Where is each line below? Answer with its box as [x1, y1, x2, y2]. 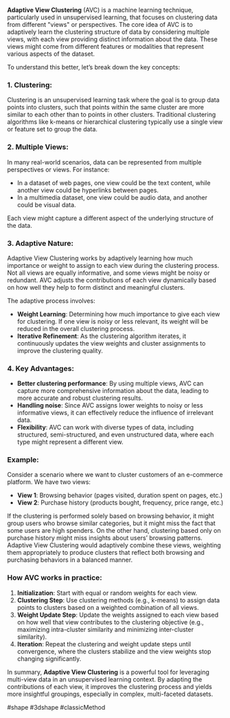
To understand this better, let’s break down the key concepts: [7, 63, 181, 71]
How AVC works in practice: [7, 573, 103, 582]
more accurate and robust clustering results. [16, 394, 143, 402]
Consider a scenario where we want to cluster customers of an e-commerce [7, 471, 223, 479]
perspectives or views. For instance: [7, 165, 110, 173]
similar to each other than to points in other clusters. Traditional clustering [7, 110, 216, 119]
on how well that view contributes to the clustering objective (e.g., [16, 617, 204, 626]
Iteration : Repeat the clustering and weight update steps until [16, 640, 191, 648]
